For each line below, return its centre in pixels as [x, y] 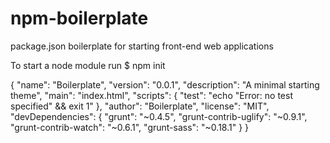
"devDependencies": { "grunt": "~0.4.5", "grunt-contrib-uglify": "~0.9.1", [159, 116]
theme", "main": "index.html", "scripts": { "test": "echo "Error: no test [151, 95]
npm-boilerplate [79, 18]
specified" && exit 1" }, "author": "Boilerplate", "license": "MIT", [140, 106]
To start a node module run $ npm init [88, 65]
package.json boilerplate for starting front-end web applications [142, 46]
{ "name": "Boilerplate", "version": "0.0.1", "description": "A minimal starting [165, 84]
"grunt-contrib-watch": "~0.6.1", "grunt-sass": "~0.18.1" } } [130, 127]
